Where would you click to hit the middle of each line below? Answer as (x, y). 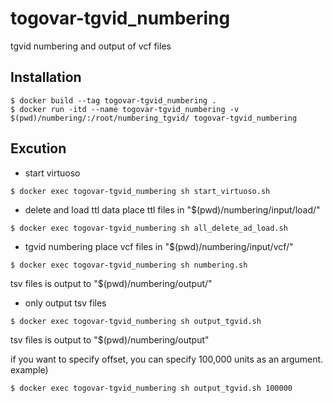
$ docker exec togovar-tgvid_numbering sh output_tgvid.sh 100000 (151, 388)
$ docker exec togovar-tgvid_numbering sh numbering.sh (129, 265)
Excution (38, 148)
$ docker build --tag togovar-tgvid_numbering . (113, 100)
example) (29, 369)
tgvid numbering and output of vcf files (91, 46)
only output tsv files (65, 303)
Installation (46, 77)
